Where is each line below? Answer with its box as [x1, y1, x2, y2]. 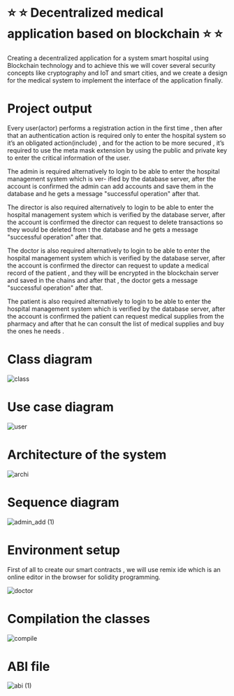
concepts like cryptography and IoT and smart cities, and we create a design [7, 69, 228, 77]
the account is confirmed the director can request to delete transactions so [7, 218, 224, 226]
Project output [7, 101, 92, 117]
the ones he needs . [7, 326, 65, 335]
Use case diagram [7, 399, 114, 415]
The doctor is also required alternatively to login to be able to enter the [7, 246, 211, 255]
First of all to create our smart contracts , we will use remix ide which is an [7, 565, 221, 573]
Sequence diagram [7, 494, 120, 510]
